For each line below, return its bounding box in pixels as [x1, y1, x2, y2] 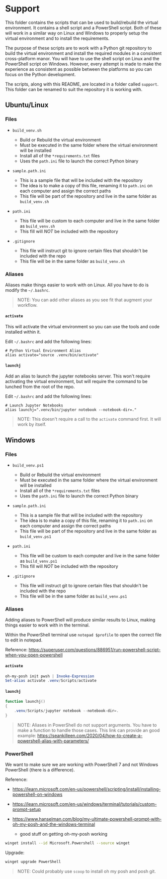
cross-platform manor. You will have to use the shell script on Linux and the [5, 55, 160, 61]
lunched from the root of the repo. [5, 384, 75, 390]
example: [17, 733, 36, 739]
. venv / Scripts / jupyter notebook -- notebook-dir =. [14, 708, 119, 714]
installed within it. [5, 329, 41, 335]
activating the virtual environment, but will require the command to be [5, 378, 148, 384]
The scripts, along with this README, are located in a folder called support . [5, 81, 159, 87]
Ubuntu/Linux [5, 101, 49, 110]
